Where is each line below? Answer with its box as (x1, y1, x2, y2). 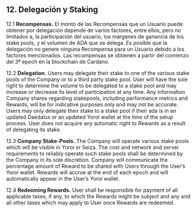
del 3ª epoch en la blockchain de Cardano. (6, 58, 110, 65)
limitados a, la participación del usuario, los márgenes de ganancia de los (6, 32, 184, 40)
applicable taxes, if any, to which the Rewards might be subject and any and (6, 193, 191, 200)
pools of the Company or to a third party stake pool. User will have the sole (6, 76, 188, 83)
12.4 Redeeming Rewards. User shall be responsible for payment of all (6, 186, 178, 194)
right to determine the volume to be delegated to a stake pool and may (6, 82, 177, 89)
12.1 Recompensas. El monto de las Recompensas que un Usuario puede (6, 20, 184, 27)
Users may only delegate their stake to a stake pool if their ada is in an (6, 107, 177, 114)
